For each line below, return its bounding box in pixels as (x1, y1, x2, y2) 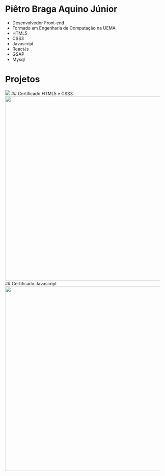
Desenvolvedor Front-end (12, 20, 65, 26)
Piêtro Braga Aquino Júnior (5, 3, 118, 15)
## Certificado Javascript (5, 280, 57, 286)
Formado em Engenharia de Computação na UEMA (12, 25, 116, 31)
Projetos (5, 74, 40, 85)
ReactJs (12, 46, 29, 52)
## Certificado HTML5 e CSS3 (11, 90, 73, 97)
